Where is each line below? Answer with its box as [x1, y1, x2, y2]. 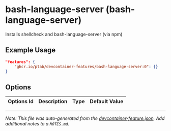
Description [38, 98, 68, 105]
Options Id [8, 98, 34, 105]
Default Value [90, 98, 124, 105]
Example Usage [5, 46, 56, 54]
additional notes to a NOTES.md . [5, 121, 70, 127]
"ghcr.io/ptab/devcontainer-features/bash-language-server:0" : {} [14, 64, 158, 69]
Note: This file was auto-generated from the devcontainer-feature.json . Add [5, 115, 165, 121]
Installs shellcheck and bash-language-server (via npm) [5, 31, 123, 37]
